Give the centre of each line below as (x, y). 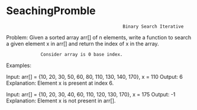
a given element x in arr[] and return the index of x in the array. (83, 44)
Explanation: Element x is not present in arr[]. (61, 101)
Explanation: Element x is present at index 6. (60, 83)
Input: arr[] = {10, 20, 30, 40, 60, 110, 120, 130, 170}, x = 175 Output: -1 (91, 94)
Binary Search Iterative (153, 26)
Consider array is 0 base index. (82, 54)
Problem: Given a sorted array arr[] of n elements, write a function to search (99, 37)
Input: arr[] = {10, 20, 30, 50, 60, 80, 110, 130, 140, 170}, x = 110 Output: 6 (95, 76)
